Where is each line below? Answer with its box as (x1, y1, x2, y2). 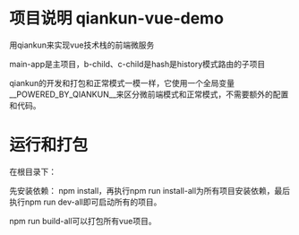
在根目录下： (9, 166, 56, 177)
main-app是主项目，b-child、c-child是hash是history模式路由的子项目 (9, 58, 266, 69)
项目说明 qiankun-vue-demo (9, 8, 224, 29)
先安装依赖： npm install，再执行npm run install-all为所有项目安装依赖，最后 (9, 185, 291, 196)
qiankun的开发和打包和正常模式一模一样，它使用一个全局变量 (9, 77, 235, 88)
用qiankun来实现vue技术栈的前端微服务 (9, 39, 155, 50)
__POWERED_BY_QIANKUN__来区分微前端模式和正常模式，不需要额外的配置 (9, 89, 289, 100)
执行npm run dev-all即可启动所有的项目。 (9, 196, 162, 207)
